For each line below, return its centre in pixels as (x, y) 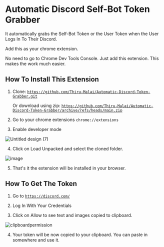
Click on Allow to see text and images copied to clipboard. (72, 215)
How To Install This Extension (52, 79)
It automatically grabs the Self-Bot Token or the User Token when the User (82, 33)
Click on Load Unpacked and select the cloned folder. (68, 148)
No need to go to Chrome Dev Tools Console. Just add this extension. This (82, 58)
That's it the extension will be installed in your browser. (69, 168)
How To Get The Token (41, 184)
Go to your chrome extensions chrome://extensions (65, 119)
